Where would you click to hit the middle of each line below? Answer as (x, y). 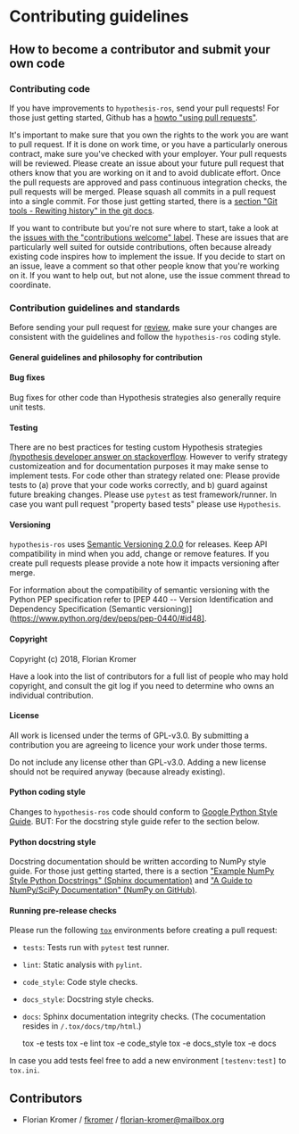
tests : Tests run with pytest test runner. (96, 948)
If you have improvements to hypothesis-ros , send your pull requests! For (144, 108)
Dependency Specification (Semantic (78, 609)
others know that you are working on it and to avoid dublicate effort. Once (145, 172)
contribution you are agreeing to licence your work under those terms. (138, 745)
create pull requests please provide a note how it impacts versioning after (144, 563)
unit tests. (28, 407)
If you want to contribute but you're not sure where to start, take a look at (144, 228)
